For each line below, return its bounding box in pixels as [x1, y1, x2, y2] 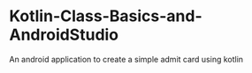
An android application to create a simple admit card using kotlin [9, 54, 244, 64]
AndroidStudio [9, 25, 119, 45]
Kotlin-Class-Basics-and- [9, 6, 202, 26]
